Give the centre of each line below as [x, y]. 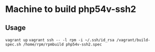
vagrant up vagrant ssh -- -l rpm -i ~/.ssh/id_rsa [60, 40]
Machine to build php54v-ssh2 [71, 9]
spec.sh [13, 44]
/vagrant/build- [133, 40]
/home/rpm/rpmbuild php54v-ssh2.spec [62, 44]
